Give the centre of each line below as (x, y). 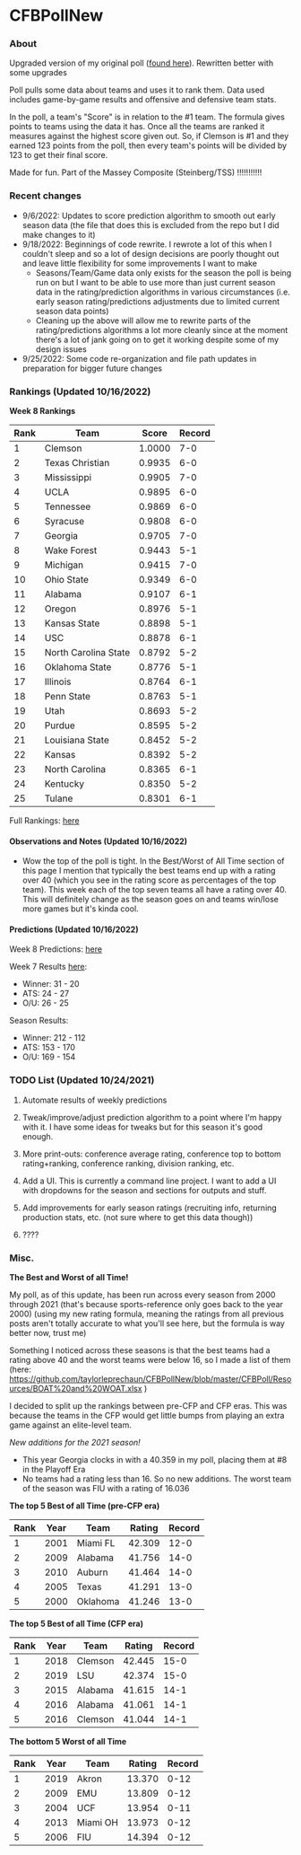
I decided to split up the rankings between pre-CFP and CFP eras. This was (148, 1406)
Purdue (60, 725)
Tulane (59, 798)
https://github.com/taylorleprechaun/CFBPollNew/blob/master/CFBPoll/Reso (150, 1379)
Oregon (60, 609)
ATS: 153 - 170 (49, 1048)
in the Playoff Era (54, 1470)
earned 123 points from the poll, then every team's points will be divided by (148, 145)
